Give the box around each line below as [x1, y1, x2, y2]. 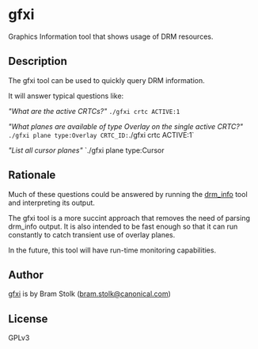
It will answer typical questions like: [8, 91, 124, 101]
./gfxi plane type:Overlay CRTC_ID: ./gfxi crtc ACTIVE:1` [8, 130, 195, 139]
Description [8, 55, 67, 68]
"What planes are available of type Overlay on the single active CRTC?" [8, 121, 244, 131]
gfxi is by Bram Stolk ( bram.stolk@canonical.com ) [8, 289, 172, 298]
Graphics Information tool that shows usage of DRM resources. [8, 32, 214, 41]
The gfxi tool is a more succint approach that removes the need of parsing [8, 213, 251, 222]
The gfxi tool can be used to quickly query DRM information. [8, 75, 206, 85]
